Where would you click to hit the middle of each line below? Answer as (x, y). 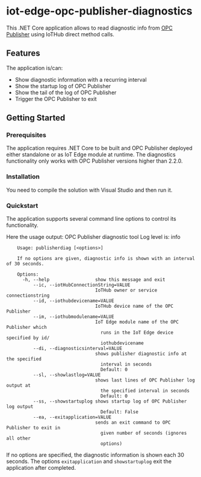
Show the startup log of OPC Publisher (63, 86)
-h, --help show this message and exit (94, 280)
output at (19, 386)
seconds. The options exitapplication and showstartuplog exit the (89, 461)
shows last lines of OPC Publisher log (145, 380)
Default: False (119, 412)
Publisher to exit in (33, 428)
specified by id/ (28, 338)
